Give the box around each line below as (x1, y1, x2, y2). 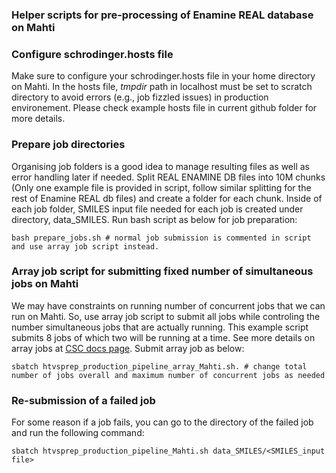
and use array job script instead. (11, 241, 160, 252)
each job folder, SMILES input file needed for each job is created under (11, 203, 304, 215)
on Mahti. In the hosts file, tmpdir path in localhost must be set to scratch (11, 81, 313, 93)
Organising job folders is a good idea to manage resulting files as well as (11, 160, 310, 172)
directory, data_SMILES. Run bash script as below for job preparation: (11, 213, 298, 225)
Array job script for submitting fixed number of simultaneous (11, 264, 314, 278)
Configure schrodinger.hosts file (11, 47, 174, 61)
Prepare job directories (11, 138, 126, 152)
